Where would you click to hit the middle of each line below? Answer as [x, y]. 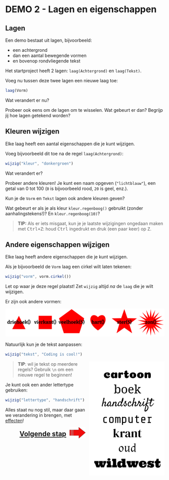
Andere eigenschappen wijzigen [57, 245]
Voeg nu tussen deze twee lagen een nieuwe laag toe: [61, 81]
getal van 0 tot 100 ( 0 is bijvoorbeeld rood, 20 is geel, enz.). [67, 188]
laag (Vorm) [17, 90]
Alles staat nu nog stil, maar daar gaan [45, 409]
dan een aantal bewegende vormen [50, 55]
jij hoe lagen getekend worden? [38, 115]
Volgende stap [43, 434]
